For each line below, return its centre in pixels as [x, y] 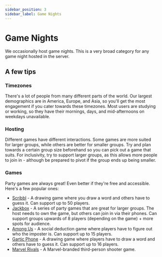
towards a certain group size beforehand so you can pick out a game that [78, 150]
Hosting [15, 129]
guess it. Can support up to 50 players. [51, 203]
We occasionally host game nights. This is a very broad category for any [77, 51]
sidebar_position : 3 [26, 9]
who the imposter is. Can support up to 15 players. [62, 234]
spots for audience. [31, 224]
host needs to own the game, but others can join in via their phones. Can [84, 213]
